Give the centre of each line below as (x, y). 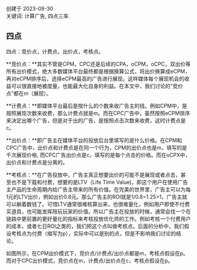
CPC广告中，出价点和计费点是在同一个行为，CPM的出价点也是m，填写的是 (97, 147)
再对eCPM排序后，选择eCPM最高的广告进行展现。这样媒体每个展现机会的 (95, 79)
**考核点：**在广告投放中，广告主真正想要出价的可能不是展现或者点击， (94, 174)
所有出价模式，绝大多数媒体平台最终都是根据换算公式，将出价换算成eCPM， (98, 71)
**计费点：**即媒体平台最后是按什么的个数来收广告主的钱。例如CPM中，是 (97, 106)
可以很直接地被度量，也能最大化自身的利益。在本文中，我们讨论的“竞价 (97, 86)
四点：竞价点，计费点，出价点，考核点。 (55, 51)
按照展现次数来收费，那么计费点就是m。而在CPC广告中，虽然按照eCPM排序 (98, 113)
